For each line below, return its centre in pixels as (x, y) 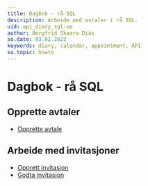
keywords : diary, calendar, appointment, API (74, 46)
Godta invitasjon (41, 175)
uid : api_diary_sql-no (40, 26)
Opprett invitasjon (43, 167)
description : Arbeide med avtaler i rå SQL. (73, 20)
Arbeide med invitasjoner (63, 151)
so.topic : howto (31, 53)
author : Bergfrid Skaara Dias (51, 33)
